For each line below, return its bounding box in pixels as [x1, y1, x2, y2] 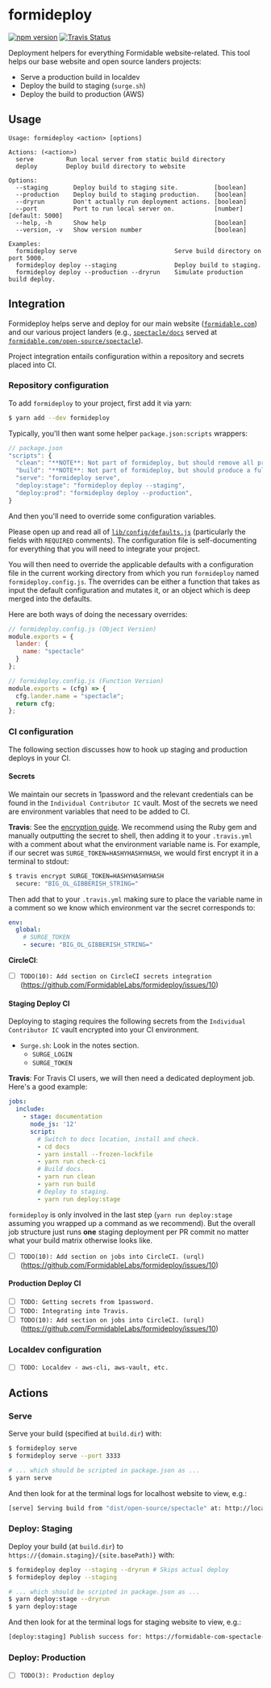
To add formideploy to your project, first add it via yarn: [8, 398, 192, 408]
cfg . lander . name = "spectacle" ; [15, 692, 125, 700]
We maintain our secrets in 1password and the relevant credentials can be [8, 789, 254, 799]
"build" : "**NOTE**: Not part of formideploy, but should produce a [15, 466, 251, 475]
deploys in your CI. [8, 752, 71, 763]
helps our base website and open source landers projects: [8, 56, 202, 66]
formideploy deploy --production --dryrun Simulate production [15, 268, 244, 276]
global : [15, 926, 42, 934]
